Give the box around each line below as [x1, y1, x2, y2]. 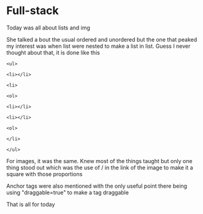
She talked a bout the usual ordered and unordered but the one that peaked [6, 36, 197, 43]
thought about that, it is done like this [6, 48, 100, 56]
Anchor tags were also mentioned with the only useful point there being [6, 182, 188, 189]
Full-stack [6, 4, 59, 18]
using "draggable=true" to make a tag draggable [6, 188, 129, 196]
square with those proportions [6, 170, 83, 178]
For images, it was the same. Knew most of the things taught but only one [6, 157, 193, 164]
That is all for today [6, 201, 55, 208]
